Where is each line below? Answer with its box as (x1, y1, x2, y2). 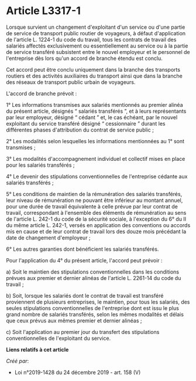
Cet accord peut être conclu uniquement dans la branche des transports (6, 66, 180, 73)
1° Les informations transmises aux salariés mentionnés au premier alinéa (6, 101, 183, 108)
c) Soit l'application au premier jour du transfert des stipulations (6, 328, 160, 335)
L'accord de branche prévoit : (6, 90, 77, 97)
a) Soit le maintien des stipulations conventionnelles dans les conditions (6, 268, 180, 275)
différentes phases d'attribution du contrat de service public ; (6, 126, 154, 133)
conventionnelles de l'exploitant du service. (6, 335, 111, 342)
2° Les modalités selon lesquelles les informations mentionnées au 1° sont (6, 137, 185, 144)
